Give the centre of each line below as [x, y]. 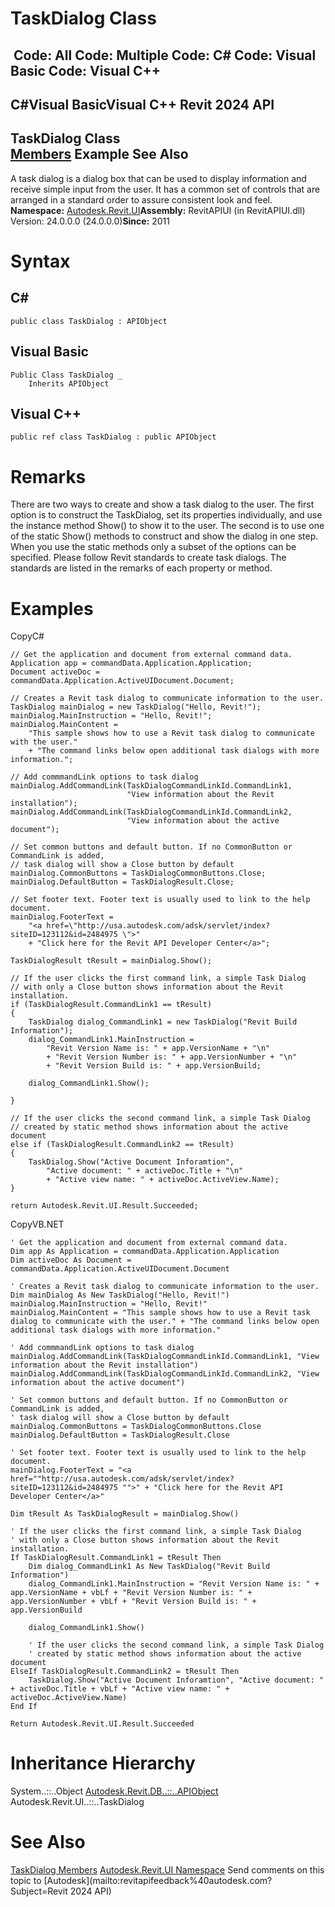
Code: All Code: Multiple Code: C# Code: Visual [165, 55]
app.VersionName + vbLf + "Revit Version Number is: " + [131, 1593]
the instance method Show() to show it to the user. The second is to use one [167, 526]
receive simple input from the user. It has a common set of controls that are [165, 189]
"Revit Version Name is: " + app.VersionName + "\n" [158, 1048]
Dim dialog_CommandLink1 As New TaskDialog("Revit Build [149, 1567]
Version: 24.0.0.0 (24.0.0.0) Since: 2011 [90, 221]
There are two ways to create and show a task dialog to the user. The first [162, 504]
